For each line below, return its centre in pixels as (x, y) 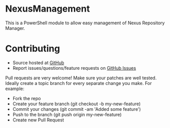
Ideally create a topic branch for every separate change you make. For (79, 83)
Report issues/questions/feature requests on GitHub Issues (74, 68)
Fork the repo (27, 98)
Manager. (15, 28)
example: (15, 89)
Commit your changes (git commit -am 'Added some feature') (77, 109)
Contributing (33, 49)
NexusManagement (48, 9)
